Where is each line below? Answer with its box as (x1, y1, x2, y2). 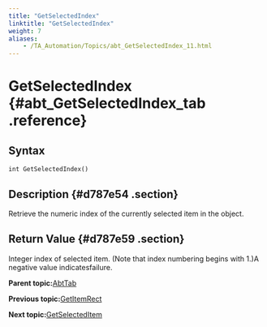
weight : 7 (8, 27, 42, 35)
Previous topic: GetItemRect (8, 294, 102, 303)
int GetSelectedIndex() (8, 166, 89, 174)
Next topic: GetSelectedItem (8, 309, 103, 319)
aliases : (8, 34, 38, 43)
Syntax (8, 144, 45, 157)
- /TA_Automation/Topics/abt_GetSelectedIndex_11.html (23, 42, 213, 50)
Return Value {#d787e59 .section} (8, 232, 185, 246)
